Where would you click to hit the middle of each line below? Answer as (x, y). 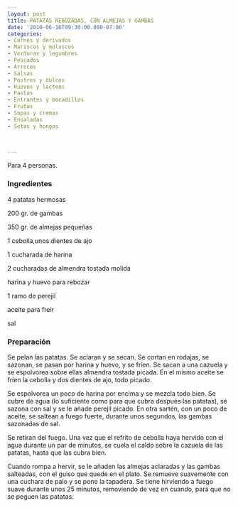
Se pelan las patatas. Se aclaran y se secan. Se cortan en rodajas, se (108, 357)
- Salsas (20, 73)
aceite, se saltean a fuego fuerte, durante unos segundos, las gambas (110, 416)
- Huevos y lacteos (36, 87)
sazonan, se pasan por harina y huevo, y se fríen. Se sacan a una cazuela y (118, 364)
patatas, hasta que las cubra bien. (57, 453)
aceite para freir (31, 309)
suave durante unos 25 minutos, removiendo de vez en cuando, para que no (119, 489)
